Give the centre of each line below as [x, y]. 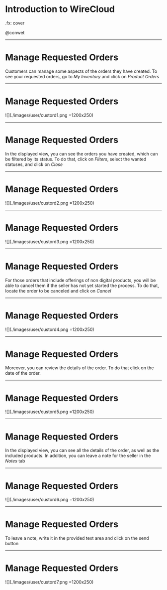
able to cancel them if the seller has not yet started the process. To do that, [82, 286]
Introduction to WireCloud [60, 9]
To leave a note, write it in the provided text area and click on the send [77, 538]
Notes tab [15, 461]
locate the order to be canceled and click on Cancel [58, 291]
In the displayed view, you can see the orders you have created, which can [82, 153]
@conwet [15, 32]
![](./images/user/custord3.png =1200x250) [50, 241]
